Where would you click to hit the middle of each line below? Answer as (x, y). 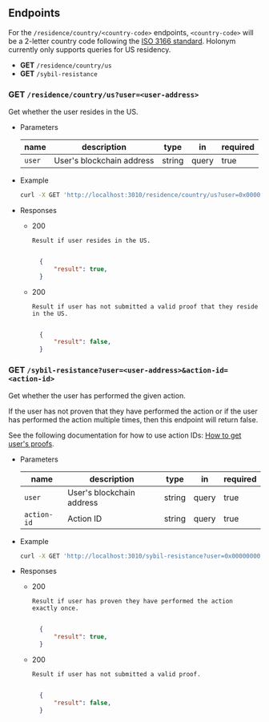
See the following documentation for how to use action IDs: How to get (125, 435)
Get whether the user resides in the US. (73, 112)
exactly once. (55, 608)
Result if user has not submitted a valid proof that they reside (145, 307)
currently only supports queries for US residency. (90, 49)
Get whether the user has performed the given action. (97, 395)
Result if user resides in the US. (91, 240)
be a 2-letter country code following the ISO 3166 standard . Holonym (122, 41)
